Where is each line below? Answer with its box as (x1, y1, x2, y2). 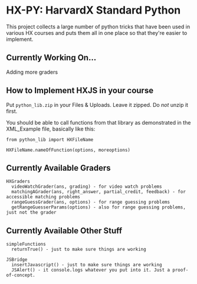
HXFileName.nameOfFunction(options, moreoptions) (6, 147, 131, 153)
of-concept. (6, 272, 35, 278)
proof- (172, 267, 189, 273)
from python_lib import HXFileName (6, 136, 94, 142)
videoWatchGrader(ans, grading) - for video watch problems (11, 184, 162, 190)
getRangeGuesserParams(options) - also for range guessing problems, (11, 204, 186, 210)
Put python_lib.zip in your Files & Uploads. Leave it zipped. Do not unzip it (6, 101, 189, 108)
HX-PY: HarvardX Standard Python (6, 4, 181, 17)
